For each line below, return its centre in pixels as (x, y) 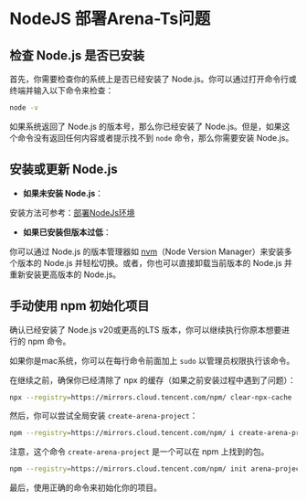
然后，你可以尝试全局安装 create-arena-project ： (104, 416)
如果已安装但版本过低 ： (67, 232)
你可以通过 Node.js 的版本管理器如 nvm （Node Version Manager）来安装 (147, 251)
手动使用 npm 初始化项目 (79, 306)
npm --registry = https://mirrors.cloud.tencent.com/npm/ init (128, 469)
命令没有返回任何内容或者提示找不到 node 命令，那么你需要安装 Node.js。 (155, 137)
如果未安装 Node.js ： (63, 193)
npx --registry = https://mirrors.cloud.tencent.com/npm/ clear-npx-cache (151, 397)
